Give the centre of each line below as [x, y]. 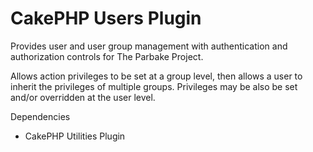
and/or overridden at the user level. [83, 97]
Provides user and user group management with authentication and [149, 46]
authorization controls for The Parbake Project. [107, 56]
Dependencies [40, 116]
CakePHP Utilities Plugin [75, 136]
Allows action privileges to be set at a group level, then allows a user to [156, 76]
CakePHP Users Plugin [106, 18]
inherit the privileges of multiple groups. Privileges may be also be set [154, 86]
